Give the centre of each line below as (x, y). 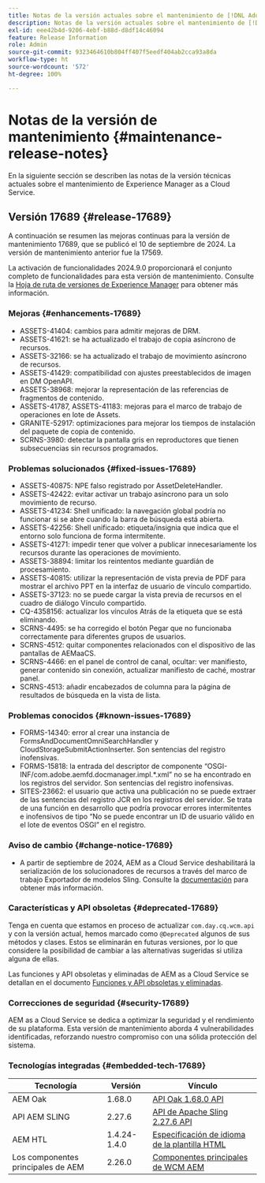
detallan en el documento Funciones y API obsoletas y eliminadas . (116, 982)
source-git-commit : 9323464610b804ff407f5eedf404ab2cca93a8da (112, 52)
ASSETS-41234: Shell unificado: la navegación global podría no (123, 510)
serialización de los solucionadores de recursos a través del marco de (133, 871)
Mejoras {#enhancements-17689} (75, 314)
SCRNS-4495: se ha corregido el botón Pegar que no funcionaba (125, 628)
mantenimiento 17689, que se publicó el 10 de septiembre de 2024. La (122, 244)
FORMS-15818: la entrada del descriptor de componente (111, 767)
